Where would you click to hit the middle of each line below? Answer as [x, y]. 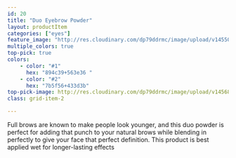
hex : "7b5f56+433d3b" [58, 86]
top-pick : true [29, 53]
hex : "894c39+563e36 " [59, 72]
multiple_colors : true [40, 46]
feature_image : [29, 40]
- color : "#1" [40, 66]
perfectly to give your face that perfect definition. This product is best [108, 140]
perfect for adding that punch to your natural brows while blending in [107, 132]
